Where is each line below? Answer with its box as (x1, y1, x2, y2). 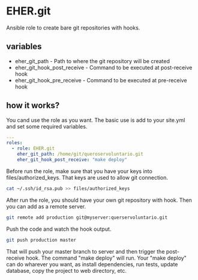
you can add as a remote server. (6, 202, 86, 210)
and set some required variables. (6, 123, 88, 130)
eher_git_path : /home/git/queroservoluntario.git (17, 151, 144, 157)
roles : (6, 140, 23, 146)
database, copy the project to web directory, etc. (6, 267, 127, 274)
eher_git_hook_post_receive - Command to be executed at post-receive (14, 64, 193, 71)
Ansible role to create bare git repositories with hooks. (6, 24, 140, 31)
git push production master (6, 237, 77, 243)
